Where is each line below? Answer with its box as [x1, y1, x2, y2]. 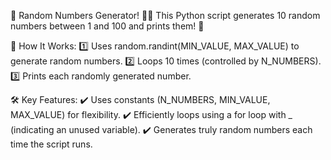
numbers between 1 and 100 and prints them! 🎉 [10, 20, 205, 32]
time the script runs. [10, 138, 93, 150]
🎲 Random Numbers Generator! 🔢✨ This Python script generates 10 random [10, 10, 321, 21]
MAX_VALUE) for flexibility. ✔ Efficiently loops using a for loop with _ [10, 109, 293, 120]
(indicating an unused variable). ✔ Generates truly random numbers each [10, 124, 313, 135]
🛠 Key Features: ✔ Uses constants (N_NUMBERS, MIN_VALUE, [10, 94, 271, 105]
